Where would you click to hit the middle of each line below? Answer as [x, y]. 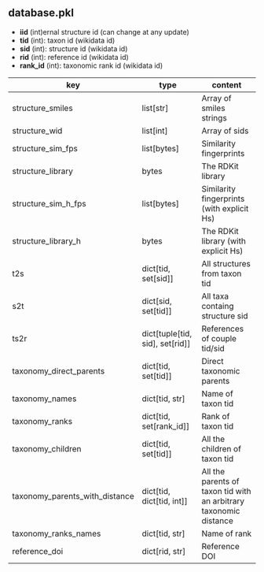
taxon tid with [226, 491]
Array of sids [225, 131]
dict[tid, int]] [165, 501]
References [223, 329]
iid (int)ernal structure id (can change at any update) [104, 32]
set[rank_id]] [166, 426]
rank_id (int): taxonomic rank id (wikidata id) [91, 65]
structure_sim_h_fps [49, 203]
